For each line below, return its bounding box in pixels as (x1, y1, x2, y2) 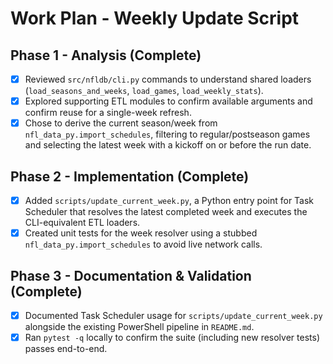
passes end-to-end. (24, 343, 108, 355)
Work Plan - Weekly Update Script (10, 7, 300, 30)
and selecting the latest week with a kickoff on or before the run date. (24, 139, 312, 151)
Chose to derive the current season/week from (24, 117, 218, 129)
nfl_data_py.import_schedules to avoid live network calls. (24, 238, 263, 251)
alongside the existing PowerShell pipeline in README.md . (24, 321, 255, 332)
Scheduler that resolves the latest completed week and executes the (24, 206, 308, 218)
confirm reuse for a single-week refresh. (24, 107, 192, 119)
